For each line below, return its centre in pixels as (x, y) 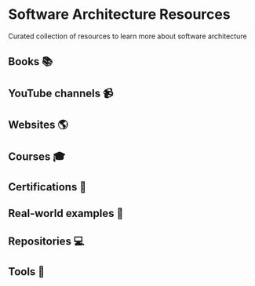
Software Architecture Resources (119, 14)
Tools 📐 (27, 272)
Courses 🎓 (37, 156)
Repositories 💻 (46, 241)
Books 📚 (31, 62)
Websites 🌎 (38, 125)
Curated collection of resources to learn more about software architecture (127, 36)
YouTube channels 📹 (61, 93)
